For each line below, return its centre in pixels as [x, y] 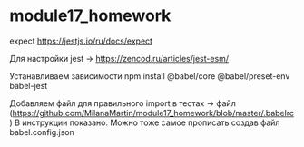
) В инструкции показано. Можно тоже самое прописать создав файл [145, 122]
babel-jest [29, 85]
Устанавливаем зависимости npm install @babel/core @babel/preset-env [150, 76]
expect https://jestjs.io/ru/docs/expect [81, 41]
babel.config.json [42, 132]
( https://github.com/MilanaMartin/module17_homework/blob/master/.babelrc [152, 113]
